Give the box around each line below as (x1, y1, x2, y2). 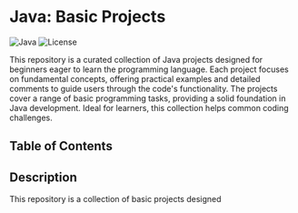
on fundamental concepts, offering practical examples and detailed (9, 73, 261, 84)
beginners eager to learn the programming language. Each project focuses (9, 64, 289, 75)
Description (9, 169, 77, 185)
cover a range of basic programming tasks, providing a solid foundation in (9, 93, 286, 104)
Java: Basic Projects (9, 6, 166, 27)
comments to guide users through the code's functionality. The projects (9, 83, 278, 94)
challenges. (9, 112, 53, 123)
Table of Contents (9, 138, 114, 154)
